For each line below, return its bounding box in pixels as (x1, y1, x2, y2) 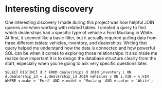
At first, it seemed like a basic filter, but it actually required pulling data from (5, 35, 157, 41)
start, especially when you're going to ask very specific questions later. (5, 60, 148, 66)
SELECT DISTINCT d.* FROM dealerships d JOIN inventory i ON (5, 70, 132, 74)
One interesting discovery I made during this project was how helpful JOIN (5, 19, 155, 25)
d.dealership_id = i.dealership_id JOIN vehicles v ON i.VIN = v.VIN (5, 74, 149, 79)
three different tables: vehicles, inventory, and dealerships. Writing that (5, 40, 147, 45)
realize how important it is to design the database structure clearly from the (5, 55, 157, 61)
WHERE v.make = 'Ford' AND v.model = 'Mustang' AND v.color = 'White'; (5, 78, 153, 83)
